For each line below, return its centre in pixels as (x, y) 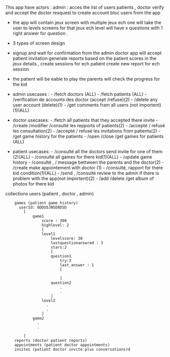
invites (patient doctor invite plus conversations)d (72, 349)
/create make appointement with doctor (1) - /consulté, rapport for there (88, 168)
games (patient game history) (46, 203)
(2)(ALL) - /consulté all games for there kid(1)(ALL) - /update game (82, 157)
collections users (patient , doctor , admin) (49, 194)
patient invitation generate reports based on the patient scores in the (84, 58)
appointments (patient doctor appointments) (62, 345)
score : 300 (54, 221)
